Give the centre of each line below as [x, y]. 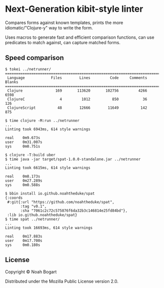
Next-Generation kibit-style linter [74, 9]
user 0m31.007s [24, 142]
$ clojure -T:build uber [30, 155]
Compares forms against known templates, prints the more [64, 23]
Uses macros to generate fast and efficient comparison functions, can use [80, 37]
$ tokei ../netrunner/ [28, 69]
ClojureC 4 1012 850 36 [77, 99]
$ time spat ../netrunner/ [32, 219]
